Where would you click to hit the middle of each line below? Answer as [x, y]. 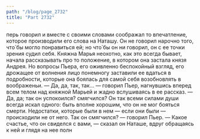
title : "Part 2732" [31, 17]
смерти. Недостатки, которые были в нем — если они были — [86, 111]
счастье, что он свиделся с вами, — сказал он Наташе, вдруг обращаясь [100, 123]
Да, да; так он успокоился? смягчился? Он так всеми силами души [93, 98]
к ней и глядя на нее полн [39, 130]
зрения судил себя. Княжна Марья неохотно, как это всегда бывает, [94, 53]
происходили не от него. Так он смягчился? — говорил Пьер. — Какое [97, 117]
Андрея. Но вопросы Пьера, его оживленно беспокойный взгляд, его [95, 66]
